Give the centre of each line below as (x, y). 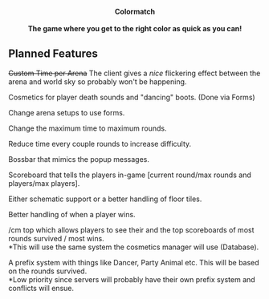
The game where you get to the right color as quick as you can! (135, 28)
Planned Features (53, 54)
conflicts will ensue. (41, 288)
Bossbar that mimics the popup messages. (79, 159)
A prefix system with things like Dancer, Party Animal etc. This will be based (134, 262)
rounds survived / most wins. (56, 238)
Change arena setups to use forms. (67, 112)
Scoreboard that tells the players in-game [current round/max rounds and (130, 175)
